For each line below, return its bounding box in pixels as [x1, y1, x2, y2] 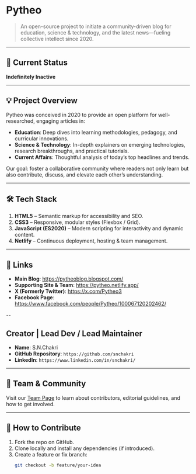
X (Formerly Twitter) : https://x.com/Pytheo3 [14, 288, 123, 295]
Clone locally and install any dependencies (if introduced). [14, 445, 155, 452]
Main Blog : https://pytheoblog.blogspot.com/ [14, 275, 124, 282]
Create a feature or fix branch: [14, 451, 87, 458]
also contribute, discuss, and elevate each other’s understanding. [6, 171, 163, 178]
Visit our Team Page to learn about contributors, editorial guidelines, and [6, 394, 181, 401]
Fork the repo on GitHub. [14, 438, 75, 445]
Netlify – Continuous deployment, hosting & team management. [14, 237, 168, 244]
